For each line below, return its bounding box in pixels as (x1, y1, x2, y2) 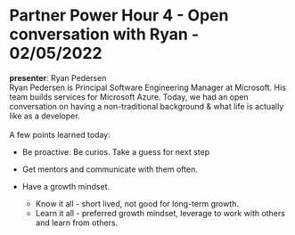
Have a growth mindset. (21, 181, 111, 191)
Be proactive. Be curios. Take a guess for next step (21, 146, 210, 157)
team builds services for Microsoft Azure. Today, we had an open (9, 91, 250, 102)
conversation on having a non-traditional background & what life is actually (9, 101, 284, 111)
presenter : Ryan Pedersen (9, 72, 107, 83)
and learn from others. (35, 217, 119, 228)
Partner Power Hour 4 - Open (9, 5, 229, 26)
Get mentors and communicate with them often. (21, 164, 198, 174)
